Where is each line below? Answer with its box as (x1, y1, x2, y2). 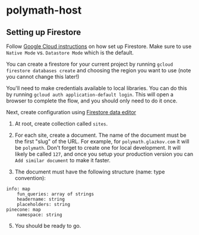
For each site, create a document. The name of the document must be (14, 131, 187, 139)
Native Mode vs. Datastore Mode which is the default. (6, 49, 134, 56)
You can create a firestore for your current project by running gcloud (6, 60, 173, 67)
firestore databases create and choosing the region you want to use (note (6, 67, 191, 74)
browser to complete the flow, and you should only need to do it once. (6, 97, 178, 104)
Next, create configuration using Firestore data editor (6, 109, 137, 115)
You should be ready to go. (14, 223, 81, 229)
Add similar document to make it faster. (14, 157, 111, 163)
